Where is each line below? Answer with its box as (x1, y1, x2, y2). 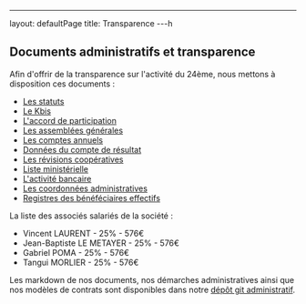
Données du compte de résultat (22, 144, 142, 155)
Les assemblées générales (22, 125, 124, 136)
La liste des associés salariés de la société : (9, 210, 173, 221)
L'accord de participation (22, 115, 117, 126)
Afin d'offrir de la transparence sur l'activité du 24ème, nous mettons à (9, 68, 276, 79)
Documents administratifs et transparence (9, 45, 256, 60)
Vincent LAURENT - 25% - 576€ (22, 228, 145, 238)
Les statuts (22, 96, 65, 106)
